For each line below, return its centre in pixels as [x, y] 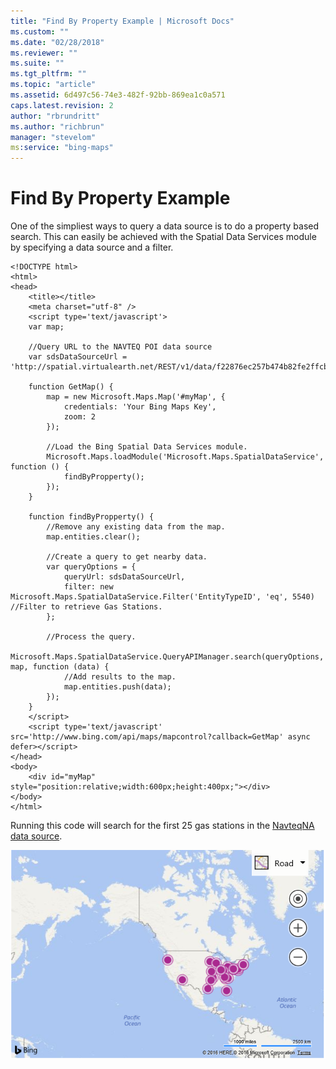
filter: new [88, 587]
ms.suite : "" [37, 63]
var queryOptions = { [91, 567]
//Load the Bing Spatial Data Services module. [147, 447]
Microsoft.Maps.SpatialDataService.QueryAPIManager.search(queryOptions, [167, 657]
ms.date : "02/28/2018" [57, 42]
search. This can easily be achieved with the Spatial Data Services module [163, 237]
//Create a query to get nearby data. [127, 557]
